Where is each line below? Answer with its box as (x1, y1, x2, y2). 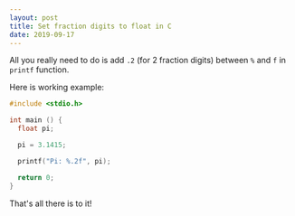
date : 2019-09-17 (9, 30, 75, 39)
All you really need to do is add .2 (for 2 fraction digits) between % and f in (9, 55, 287, 66)
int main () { (9, 116, 63, 125)
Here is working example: (9, 82, 105, 93)
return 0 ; (17, 173, 54, 182)
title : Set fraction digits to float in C (9, 22, 172, 31)
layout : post (9, 13, 59, 23)
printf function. (9, 64, 70, 75)
